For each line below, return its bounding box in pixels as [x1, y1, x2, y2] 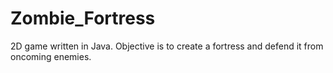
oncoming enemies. [10, 50, 92, 62]
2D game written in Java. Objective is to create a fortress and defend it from [10, 40, 324, 52]
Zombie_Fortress [10, 7, 156, 30]
